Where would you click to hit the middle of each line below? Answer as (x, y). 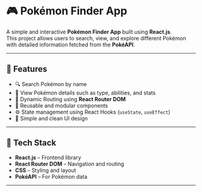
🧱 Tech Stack (31, 143)
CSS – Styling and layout (45, 170)
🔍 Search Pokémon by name (51, 84)
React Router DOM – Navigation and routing (69, 164)
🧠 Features (27, 69)
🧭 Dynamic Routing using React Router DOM (70, 99)
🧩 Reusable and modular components (61, 105)
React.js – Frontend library (48, 157)
